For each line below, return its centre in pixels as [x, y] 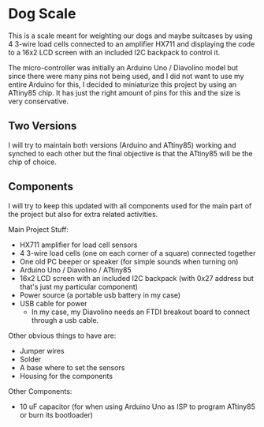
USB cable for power [54, 303]
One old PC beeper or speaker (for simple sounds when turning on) [129, 261]
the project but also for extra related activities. [83, 214]
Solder [30, 359]
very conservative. [39, 101]
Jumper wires [42, 350]
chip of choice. [32, 162]
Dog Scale [42, 14]
